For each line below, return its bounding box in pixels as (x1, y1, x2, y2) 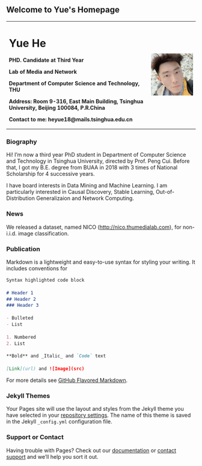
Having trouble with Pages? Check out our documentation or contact (6, 447, 176, 454)
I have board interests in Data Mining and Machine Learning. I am (6, 182, 168, 189)
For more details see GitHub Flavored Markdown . (6, 377, 128, 384)
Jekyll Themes (6, 392, 50, 400)
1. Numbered (6, 334, 36, 340)
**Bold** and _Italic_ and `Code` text (6, 353, 106, 359)
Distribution (6, 195, 35, 202)
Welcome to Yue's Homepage (6, 5, 120, 15)
